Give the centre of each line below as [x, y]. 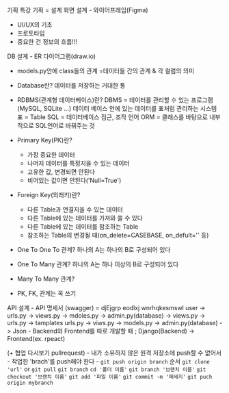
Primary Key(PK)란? [45, 140]
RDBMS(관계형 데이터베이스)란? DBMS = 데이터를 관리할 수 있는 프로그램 [115, 100]
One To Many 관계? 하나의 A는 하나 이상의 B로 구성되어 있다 [98, 264]
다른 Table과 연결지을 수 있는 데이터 [75, 210]
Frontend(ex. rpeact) [36, 339]
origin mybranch [30, 383]
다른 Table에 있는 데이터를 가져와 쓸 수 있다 [85, 218]
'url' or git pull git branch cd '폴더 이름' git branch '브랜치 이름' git [107, 369]
